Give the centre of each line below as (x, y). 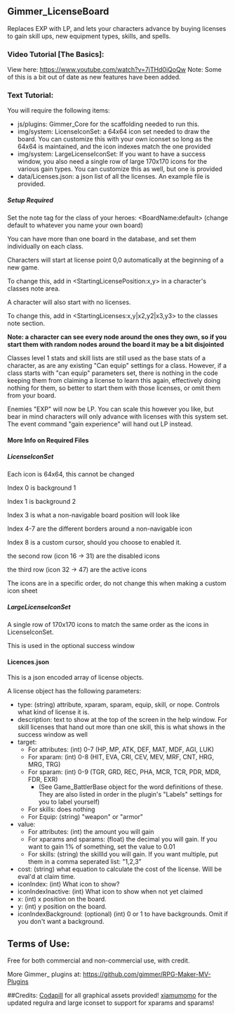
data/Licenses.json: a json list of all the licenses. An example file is (114, 177)
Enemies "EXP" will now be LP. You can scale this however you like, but (110, 409)
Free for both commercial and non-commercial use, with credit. (99, 961)
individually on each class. (46, 246)
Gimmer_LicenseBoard (58, 12)
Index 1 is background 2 (41, 501)
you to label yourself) (69, 802)
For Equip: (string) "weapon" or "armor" (86, 817)
